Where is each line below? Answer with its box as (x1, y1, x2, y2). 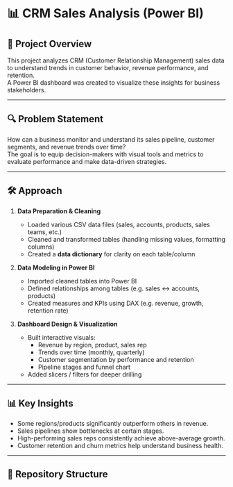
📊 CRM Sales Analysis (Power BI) (7, 6, 204, 22)
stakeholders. (7, 86, 46, 94)
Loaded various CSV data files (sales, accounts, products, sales (27, 220, 210, 229)
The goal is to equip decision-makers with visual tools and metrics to (7, 150, 204, 158)
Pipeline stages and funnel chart (37, 363, 130, 371)
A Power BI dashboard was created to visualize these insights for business (7, 79, 221, 87)
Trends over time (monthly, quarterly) (37, 348, 145, 356)
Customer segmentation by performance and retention (37, 355, 194, 363)
